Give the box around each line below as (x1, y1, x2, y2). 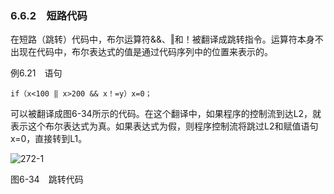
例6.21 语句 (10, 67, 63, 79)
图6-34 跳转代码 (10, 173, 84, 186)
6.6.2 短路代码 (10, 8, 88, 22)
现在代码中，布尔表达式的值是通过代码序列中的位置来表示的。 (18, 46, 273, 58)
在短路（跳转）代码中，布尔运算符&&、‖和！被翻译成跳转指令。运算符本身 (10, 33, 315, 46)
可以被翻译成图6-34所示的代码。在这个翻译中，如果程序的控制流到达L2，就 (10, 108, 322, 120)
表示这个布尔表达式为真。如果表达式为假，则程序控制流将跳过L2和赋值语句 (10, 120, 319, 132)
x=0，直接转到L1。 (10, 133, 88, 145)
